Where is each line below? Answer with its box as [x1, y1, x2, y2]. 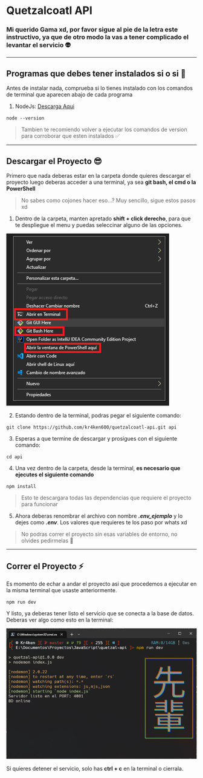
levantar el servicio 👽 [6, 41, 71, 49]
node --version [6, 115, 45, 121]
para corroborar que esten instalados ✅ [21, 132, 120, 140]
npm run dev [6, 599, 36, 605]
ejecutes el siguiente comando [14, 471, 94, 478]
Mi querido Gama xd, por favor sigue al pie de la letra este [6, 25, 178, 34]
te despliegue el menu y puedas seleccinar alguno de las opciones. [14, 222, 183, 229]
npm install [6, 484, 36, 490]
